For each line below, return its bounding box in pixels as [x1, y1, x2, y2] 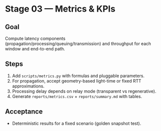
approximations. [12, 83, 45, 89]
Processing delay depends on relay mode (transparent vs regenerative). [12, 88, 157, 94]
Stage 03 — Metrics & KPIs [5, 3, 116, 15]
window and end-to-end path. [5, 46, 65, 51]
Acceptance [5, 108, 43, 116]
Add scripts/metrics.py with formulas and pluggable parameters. [12, 73, 145, 79]
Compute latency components [5, 35, 66, 41]
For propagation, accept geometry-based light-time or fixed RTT [12, 78, 142, 83]
